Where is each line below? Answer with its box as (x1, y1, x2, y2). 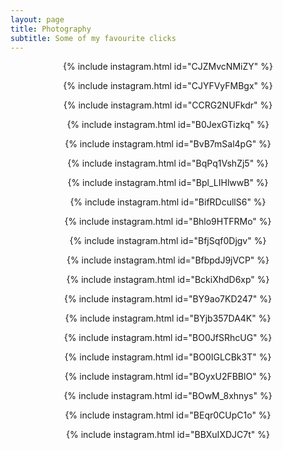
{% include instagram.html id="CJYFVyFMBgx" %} (63, 80, 273, 92)
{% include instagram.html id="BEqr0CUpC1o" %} (64, 409, 272, 421)
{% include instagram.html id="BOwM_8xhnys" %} (63, 390, 273, 402)
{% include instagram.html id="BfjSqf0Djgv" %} (69, 235, 267, 247)
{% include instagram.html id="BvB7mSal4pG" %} (64, 138, 272, 150)
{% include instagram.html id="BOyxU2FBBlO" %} (64, 371, 272, 383)
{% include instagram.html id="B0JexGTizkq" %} (66, 119, 270, 131)
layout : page (10, 14, 65, 25)
